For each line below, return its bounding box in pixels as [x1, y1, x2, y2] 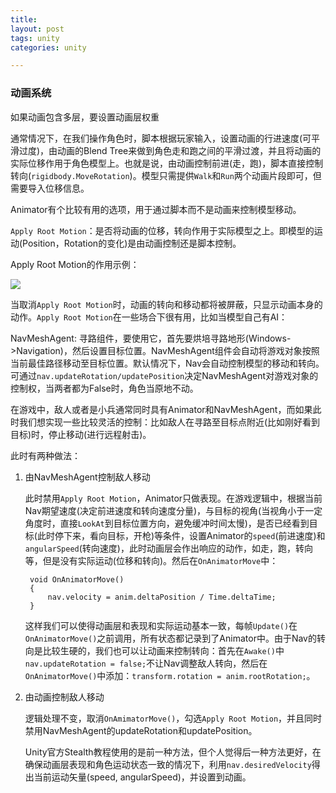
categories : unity [10, 42, 87, 53]
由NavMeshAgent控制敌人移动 [24, 471, 151, 483]
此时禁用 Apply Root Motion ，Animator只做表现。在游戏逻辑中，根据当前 [24, 492, 323, 504]
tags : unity [10, 33, 60, 43]
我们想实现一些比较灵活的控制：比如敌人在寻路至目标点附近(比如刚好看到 [18, 416, 321, 428]
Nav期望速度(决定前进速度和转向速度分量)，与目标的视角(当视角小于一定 [24, 504, 323, 516]
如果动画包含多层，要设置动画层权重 [10, 111, 160, 123]
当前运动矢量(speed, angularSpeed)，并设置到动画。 [33, 771, 252, 783]
